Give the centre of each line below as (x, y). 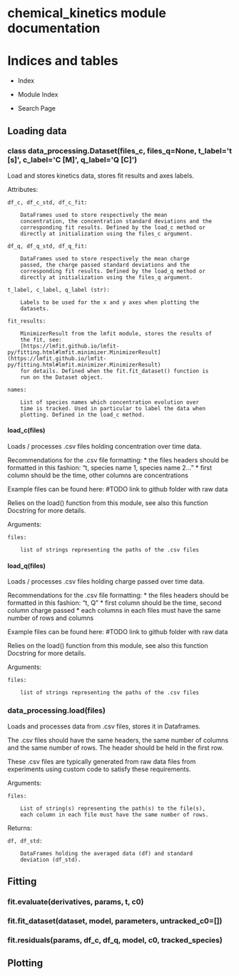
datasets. (35, 308)
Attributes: (23, 189)
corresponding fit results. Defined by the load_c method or (113, 227)
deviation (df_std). (51, 860)
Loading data (37, 131)
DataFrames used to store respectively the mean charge (105, 258)
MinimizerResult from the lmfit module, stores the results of (116, 333)
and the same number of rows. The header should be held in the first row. (116, 748)
